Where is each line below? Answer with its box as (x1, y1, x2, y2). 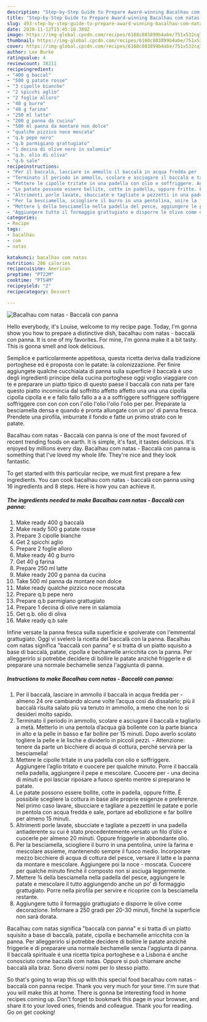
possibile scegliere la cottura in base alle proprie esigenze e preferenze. (15, 795, 199, 803)
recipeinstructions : (7, 163, 60, 170)
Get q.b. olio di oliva (15, 610, 67, 618)
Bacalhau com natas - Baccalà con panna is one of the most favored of (7, 431, 187, 439)
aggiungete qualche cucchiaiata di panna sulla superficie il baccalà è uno (7, 367, 193, 375)
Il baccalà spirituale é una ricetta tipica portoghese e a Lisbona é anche (7, 951, 188, 958)
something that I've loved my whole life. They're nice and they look (7, 451, 177, 458)
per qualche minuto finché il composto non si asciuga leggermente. (15, 867, 187, 875)
